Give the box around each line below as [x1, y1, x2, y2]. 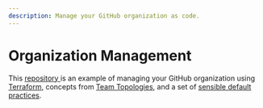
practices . [8, 90, 42, 100]
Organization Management [8, 46, 192, 64]
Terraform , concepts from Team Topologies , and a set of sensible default [8, 81, 252, 91]
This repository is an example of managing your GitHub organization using [8, 73, 256, 83]
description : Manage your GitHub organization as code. [8, 11, 200, 20]
